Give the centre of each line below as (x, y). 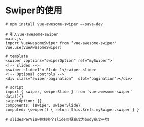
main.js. (14, 39)
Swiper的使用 (34, 10)
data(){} (14, 96)
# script (14, 87)
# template (17, 56)
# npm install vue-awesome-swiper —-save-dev (54, 24)
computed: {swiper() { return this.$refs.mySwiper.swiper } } (72, 110)
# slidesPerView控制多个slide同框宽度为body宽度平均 (57, 119)
